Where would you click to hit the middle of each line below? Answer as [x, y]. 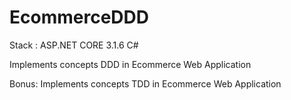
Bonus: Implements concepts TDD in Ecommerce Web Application [145, 83]
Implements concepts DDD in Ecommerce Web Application [130, 64]
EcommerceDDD [79, 17]
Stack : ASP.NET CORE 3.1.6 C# [74, 45]
